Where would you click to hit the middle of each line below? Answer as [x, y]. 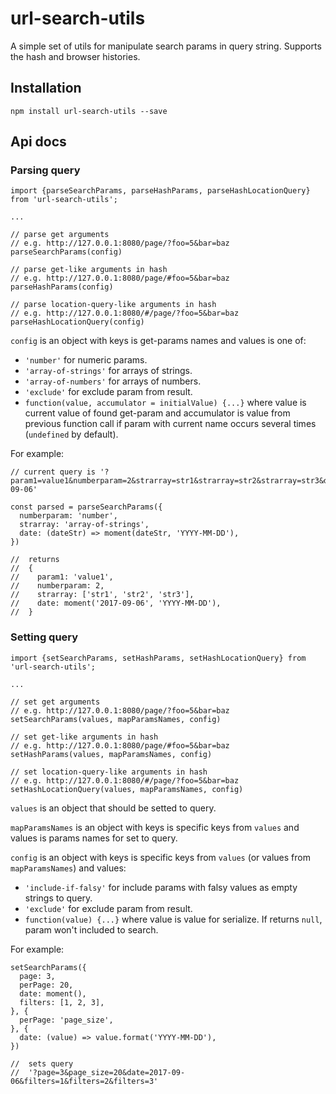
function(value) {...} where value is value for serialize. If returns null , [173, 919]
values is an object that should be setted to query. [113, 808]
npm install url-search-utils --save [89, 111]
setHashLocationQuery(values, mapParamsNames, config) [127, 789]
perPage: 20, [46, 985]
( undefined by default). [71, 434]
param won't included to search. [91, 929]
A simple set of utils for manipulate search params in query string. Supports [166, 46]
